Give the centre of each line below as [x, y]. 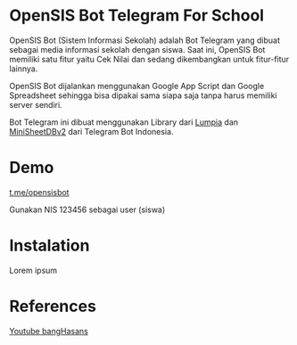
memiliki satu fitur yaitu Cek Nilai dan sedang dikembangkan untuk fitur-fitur [149, 59]
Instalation [49, 246]
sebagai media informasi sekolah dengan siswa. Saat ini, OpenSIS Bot [137, 49]
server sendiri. [36, 104]
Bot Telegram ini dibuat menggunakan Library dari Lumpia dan [124, 122]
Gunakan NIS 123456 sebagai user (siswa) [87, 209]
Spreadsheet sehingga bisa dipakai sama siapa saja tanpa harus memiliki [143, 95]
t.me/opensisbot [39, 192]
